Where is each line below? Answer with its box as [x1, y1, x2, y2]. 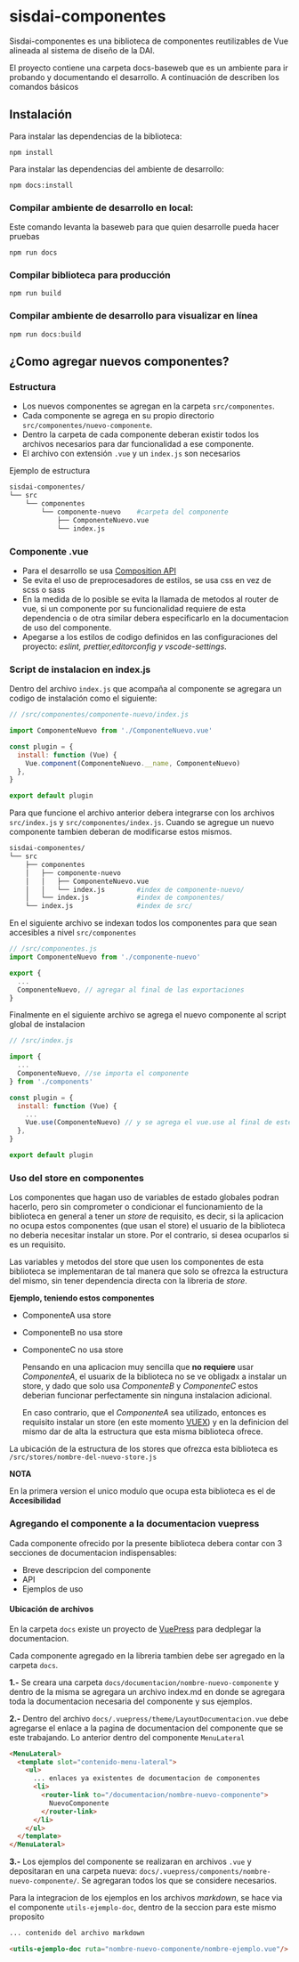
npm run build [9, 289, 62, 298]
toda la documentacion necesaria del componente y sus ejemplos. [9, 1696, 253, 1707]
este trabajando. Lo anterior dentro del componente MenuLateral [9, 1731, 245, 1742]
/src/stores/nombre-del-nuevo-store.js [9, 1453, 158, 1462]
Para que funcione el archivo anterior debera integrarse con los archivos [9, 807, 275, 818]
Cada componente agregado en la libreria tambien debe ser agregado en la [9, 1650, 285, 1661]
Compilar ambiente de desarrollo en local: [9, 201, 194, 214]
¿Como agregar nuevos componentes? [9, 354, 230, 369]
